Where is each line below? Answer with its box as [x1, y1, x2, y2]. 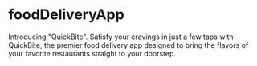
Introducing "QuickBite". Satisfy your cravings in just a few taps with [8, 32, 235, 41]
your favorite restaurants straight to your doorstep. [8, 49, 177, 58]
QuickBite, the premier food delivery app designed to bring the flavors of [8, 40, 249, 49]
